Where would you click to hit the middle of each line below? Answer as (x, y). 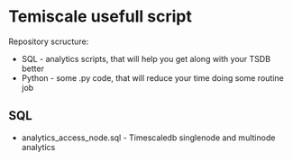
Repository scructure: (49, 41)
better (32, 68)
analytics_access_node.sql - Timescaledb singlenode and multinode (148, 138)
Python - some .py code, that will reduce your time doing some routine (153, 77)
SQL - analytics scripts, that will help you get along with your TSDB (146, 58)
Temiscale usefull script (101, 17)
